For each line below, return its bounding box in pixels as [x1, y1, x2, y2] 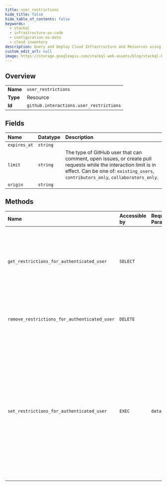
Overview [5, 72, 36, 80]
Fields [5, 119, 25, 127]
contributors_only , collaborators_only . [65, 174, 159, 180]
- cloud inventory [9, 40, 48, 45]
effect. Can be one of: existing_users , [65, 167, 155, 174]
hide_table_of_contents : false [5, 16, 70, 21]
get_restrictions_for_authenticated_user [7, 258, 107, 264]
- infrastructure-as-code [9, 30, 64, 35]
